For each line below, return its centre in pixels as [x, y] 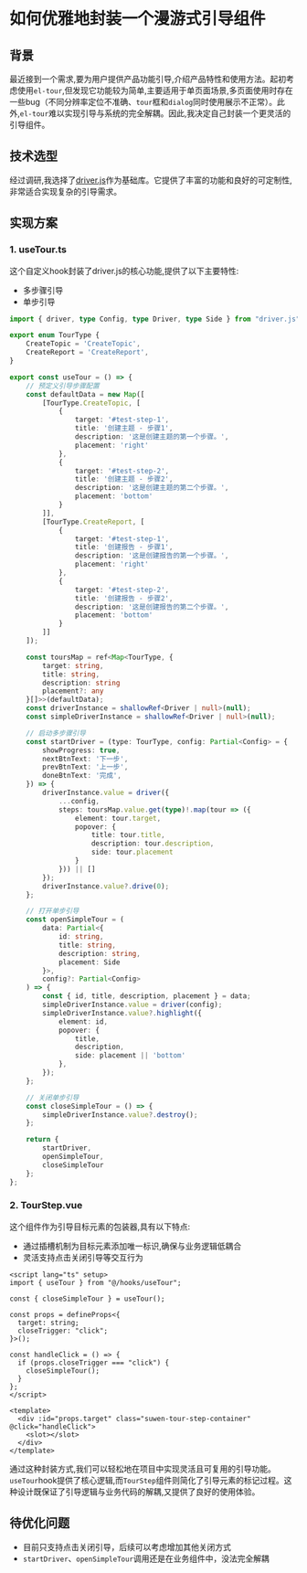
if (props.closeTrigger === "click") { [94, 1363]
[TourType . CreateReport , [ [94, 522]
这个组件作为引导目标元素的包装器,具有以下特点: [100, 1227]
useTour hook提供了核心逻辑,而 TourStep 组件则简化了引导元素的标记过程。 [147, 1480]
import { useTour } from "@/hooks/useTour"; [95, 1282]
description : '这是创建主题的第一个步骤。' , [152, 437]
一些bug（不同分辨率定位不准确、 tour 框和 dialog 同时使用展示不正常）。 [143, 102]
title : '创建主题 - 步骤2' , [124, 479]
